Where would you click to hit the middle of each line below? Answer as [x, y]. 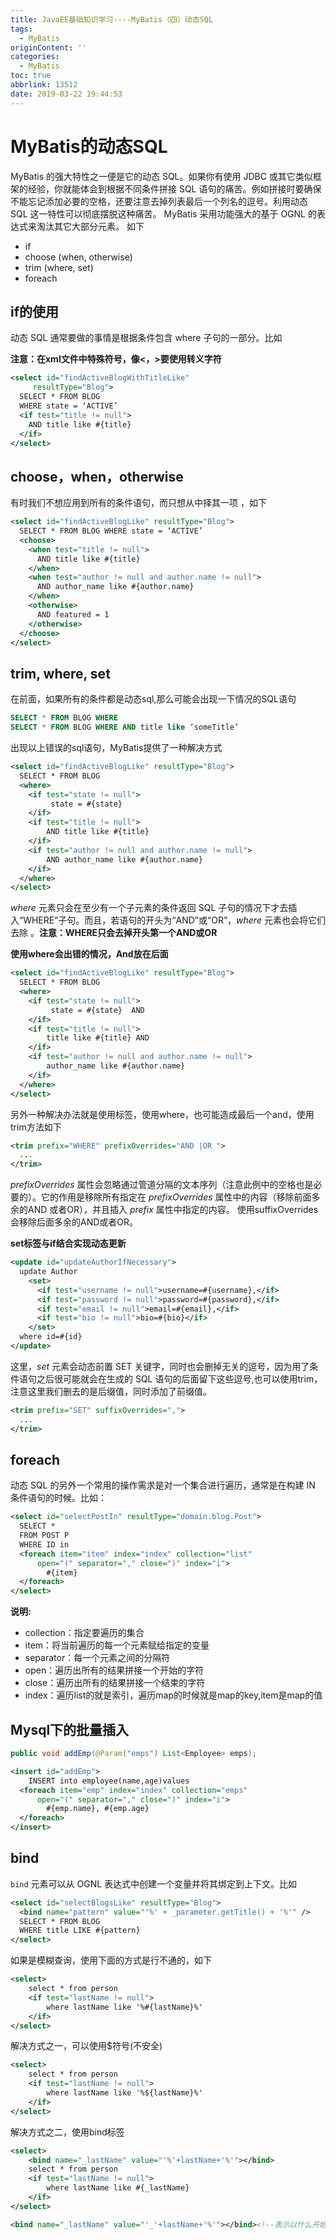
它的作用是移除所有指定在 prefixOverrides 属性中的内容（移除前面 [176, 1197]
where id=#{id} [51, 1337]
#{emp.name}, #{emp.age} [98, 1809]
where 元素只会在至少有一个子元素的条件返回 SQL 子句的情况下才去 [149, 908]
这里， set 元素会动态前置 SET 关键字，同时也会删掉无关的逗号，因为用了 [160, 1366]
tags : [21, 29]
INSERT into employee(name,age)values [109, 1781]
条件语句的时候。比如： [58, 1498]
